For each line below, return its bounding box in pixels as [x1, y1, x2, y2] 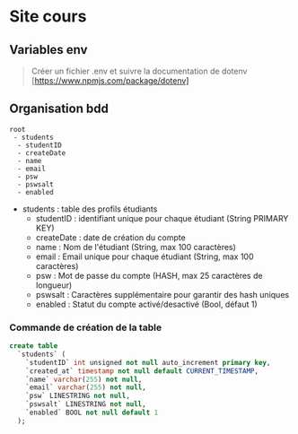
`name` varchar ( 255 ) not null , [25, 375, 143, 384]
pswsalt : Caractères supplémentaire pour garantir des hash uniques [35, 289, 290, 299]
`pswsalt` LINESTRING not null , [25, 400, 146, 409]
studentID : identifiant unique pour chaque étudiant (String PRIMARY [35, 213, 289, 223]
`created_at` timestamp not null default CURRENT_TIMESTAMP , [25, 366, 259, 376]
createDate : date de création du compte [35, 231, 186, 243]
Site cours [9, 6, 87, 27]
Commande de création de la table [9, 321, 162, 334]
